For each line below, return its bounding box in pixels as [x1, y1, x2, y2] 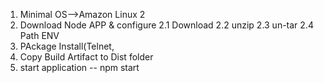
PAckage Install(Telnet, [19, 40, 115, 52]
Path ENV [19, 30, 60, 41]
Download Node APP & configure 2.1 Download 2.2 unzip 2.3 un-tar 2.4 [19, 19, 314, 31]
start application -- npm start [19, 62, 140, 73]
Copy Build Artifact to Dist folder [19, 51, 154, 63]
